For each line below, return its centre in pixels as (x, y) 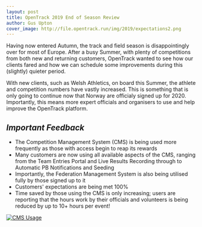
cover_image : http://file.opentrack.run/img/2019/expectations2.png (94, 29)
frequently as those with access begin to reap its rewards (86, 149)
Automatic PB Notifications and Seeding (64, 168)
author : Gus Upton (29, 23)
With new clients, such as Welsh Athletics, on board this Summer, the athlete (101, 83)
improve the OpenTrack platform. (47, 108)
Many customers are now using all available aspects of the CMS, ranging (105, 155)
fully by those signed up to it (50, 181)
